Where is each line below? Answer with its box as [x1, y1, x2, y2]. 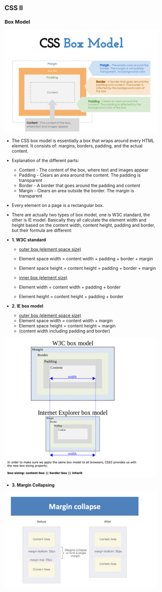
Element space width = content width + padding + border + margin [18, 256, 153, 262]
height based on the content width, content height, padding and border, [11, 222, 155, 228]
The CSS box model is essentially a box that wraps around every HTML [11, 138, 154, 143]
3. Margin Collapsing [11, 482, 54, 488]
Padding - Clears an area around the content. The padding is [18, 172, 141, 178]
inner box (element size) [18, 275, 68, 281]
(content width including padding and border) [18, 328, 110, 334]
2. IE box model [11, 303, 43, 309]
